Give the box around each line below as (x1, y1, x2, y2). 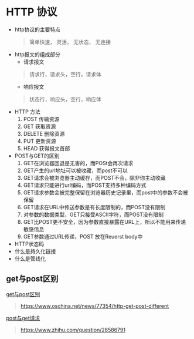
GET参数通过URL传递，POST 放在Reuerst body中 (23, 233, 143, 240)
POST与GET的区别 (14, 152, 60, 159)
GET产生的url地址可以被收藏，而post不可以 (23, 167, 128, 174)
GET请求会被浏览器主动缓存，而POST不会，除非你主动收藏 (23, 174, 166, 181)
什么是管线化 (14, 255, 46, 262)
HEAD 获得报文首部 (23, 145, 70, 152)
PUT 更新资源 (23, 137, 56, 145)
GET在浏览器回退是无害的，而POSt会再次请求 (23, 159, 134, 166)
